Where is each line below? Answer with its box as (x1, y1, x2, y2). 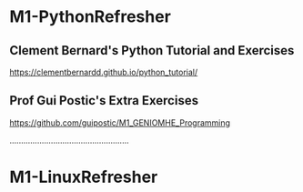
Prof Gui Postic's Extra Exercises (9, 93, 198, 108)
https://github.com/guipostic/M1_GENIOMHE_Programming (9, 116, 230, 128)
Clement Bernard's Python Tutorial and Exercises (9, 43, 295, 58)
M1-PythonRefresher (9, 6, 171, 27)
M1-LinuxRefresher (9, 167, 158, 187)
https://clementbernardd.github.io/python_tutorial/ (9, 66, 198, 77)
